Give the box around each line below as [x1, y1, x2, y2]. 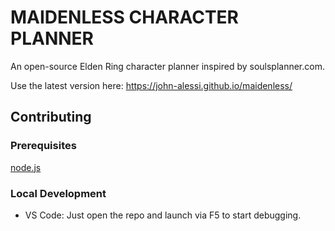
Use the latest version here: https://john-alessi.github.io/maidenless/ [10, 79, 293, 91]
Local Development [10, 186, 107, 200]
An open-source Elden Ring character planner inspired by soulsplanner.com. [10, 60, 325, 72]
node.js [10, 161, 42, 173]
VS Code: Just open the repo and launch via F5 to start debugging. [24, 209, 302, 221]
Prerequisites [10, 139, 77, 153]
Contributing [10, 109, 92, 126]
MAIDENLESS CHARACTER [10, 6, 240, 29]
